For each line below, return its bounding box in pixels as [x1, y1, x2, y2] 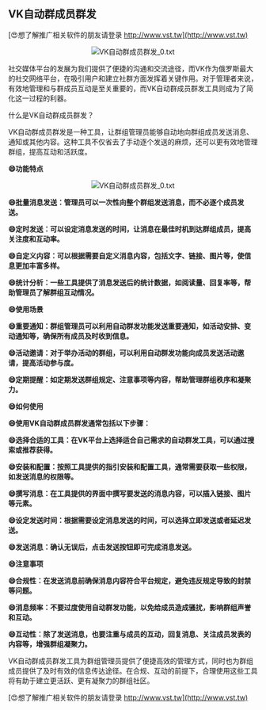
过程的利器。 [28, 94, 71, 103]
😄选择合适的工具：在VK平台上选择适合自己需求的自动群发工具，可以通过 [8, 435, 248, 445]
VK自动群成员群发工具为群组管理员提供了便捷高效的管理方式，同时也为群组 [8, 656, 254, 666]
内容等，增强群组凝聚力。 [8, 639, 92, 648]
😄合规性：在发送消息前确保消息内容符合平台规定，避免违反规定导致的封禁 [8, 575, 252, 585]
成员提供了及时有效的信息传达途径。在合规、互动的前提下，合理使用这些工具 [8, 666, 258, 675]
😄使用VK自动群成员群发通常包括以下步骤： [8, 418, 151, 428]
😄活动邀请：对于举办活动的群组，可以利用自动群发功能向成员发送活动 [8, 348, 237, 357]
